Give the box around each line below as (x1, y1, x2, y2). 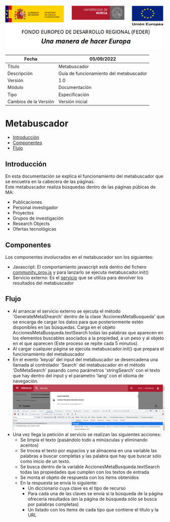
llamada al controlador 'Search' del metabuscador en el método (12, 362, 146, 368)
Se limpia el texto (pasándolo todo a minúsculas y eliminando (20, 437, 148, 443)
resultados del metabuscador (12, 280, 74, 286)
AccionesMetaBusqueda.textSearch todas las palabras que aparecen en (12, 329, 163, 335)
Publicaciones (12, 199, 42, 205)
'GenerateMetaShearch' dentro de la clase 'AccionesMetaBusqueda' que (12, 313, 165, 319)
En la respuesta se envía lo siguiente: (20, 480, 98, 486)
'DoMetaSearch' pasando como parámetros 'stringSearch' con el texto (12, 367, 160, 373)
